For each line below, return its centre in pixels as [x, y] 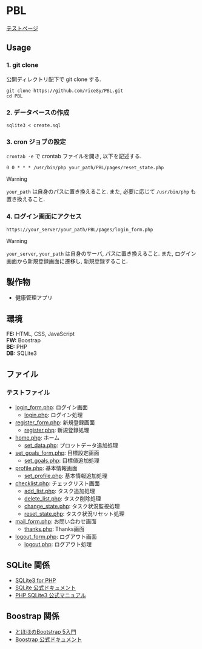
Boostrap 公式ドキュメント [49, 639]
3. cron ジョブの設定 [36, 142]
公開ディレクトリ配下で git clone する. [54, 79]
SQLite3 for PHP [35, 580]
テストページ [22, 28]
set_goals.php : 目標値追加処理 [62, 460]
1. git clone [22, 65]
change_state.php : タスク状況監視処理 [72, 506]
